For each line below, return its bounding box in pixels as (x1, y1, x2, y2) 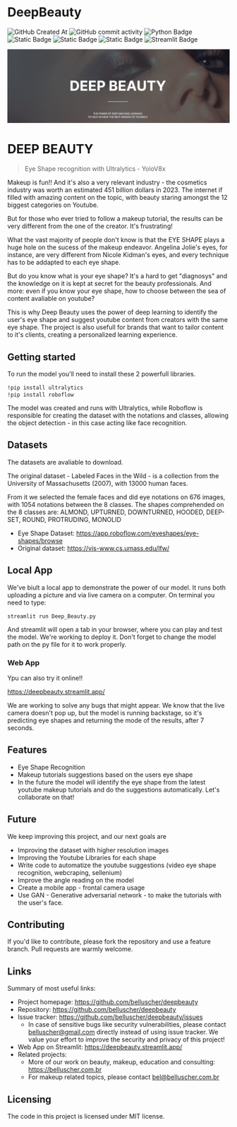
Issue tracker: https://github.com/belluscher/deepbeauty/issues (17, 1013, 203, 1021)
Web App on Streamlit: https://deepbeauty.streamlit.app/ (17, 1043, 183, 1051)
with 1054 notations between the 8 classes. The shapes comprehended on (7, 500, 224, 508)
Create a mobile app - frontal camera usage (17, 883, 145, 892)
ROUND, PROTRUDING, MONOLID (22, 515, 121, 523)
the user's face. (17, 898, 63, 907)
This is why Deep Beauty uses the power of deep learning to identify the (7, 308, 218, 316)
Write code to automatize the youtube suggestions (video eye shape (17, 861, 217, 869)
